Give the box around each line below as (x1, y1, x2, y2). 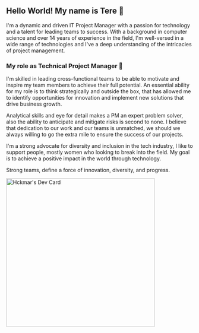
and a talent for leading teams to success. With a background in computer (6, 28, 188, 35)
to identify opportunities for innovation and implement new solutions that (6, 94, 184, 102)
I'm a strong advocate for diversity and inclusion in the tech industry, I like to (6, 142, 193, 150)
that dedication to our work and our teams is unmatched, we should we (6, 125, 181, 132)
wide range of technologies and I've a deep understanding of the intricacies (6, 40, 192, 47)
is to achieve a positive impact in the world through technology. (6, 155, 162, 162)
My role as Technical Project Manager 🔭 (6, 62, 123, 70)
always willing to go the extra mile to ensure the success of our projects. (6, 131, 184, 138)
